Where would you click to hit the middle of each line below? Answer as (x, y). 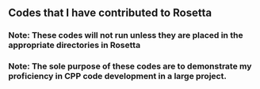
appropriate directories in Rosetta (75, 45)
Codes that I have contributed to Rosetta (110, 13)
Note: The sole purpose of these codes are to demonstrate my (130, 66)
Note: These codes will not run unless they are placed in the (126, 35)
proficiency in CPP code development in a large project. (118, 76)
